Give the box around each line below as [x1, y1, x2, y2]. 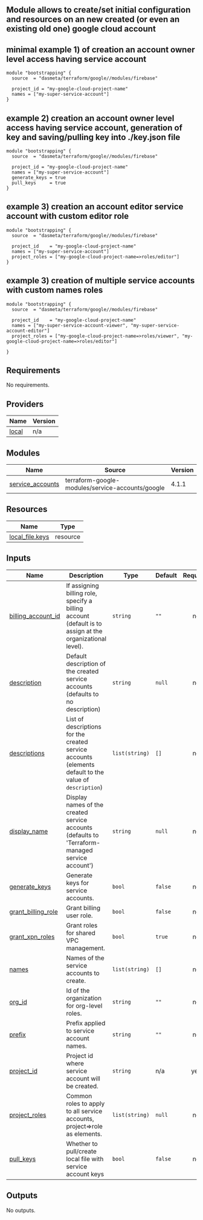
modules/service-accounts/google [65, 484, 165, 492]
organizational [66, 634, 107, 642]
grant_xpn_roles [9, 932, 55, 941]
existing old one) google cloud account [6, 24, 156, 34]
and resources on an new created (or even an [6, 15, 180, 25]
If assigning [66, 581, 100, 590]
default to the [66, 767, 105, 776]
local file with [66, 1154, 104, 1163]
